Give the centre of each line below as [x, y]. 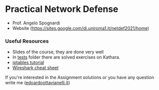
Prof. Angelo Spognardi [36, 23]
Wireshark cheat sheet [35, 68]
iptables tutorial [28, 63]
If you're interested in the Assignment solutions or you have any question [80, 78]
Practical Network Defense [62, 9]
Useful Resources [27, 41]
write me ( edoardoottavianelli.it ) [38, 83]
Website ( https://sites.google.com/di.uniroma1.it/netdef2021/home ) [81, 28]
